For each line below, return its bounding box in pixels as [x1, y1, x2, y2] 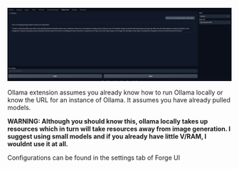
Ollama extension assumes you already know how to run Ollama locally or [7, 88, 223, 97]
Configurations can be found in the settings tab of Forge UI [7, 153, 180, 162]
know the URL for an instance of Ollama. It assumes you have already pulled [7, 95, 231, 104]
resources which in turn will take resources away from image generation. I [7, 124, 231, 133]
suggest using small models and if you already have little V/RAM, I [7, 132, 207, 141]
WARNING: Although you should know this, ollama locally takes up [7, 116, 208, 125]
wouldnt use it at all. [7, 139, 69, 148]
